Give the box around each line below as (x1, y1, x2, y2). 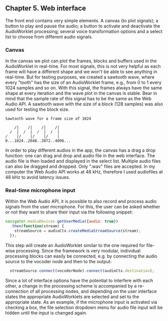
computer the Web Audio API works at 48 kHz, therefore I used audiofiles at (5, 169, 163, 175)
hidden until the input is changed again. (5, 309, 87, 316)
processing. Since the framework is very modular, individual (16, 247, 141, 254)
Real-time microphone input (5, 187, 76, 194)
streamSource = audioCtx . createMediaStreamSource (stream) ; (14, 228, 141, 234)
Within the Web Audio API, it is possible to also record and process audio (5, 198, 157, 204)
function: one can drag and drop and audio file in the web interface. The (5, 153, 155, 159)
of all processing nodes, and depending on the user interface (29, 288, 157, 294)
